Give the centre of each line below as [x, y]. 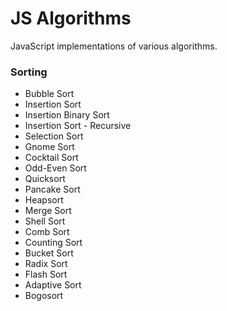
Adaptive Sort [53, 285]
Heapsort [44, 200]
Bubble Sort [49, 94]
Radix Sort [46, 264]
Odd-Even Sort [55, 168]
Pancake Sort [52, 189]
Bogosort [44, 296]
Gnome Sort [49, 147]
